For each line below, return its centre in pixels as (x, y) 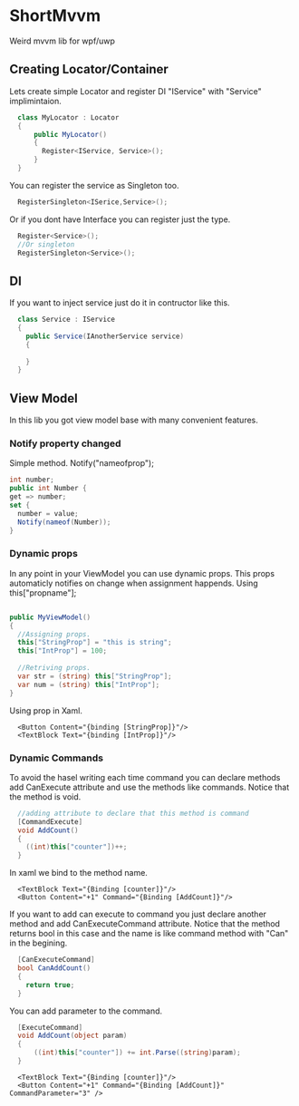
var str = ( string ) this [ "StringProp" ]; (95, 676)
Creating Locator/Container (89, 69)
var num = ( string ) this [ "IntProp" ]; (89, 684)
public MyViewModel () (50, 617)
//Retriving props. (54, 668)
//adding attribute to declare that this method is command (133, 813)
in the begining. (39, 943)
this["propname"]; (43, 592)
